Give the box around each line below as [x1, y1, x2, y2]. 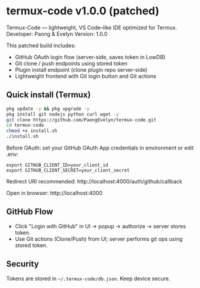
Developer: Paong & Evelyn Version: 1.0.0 [6, 30, 108, 37]
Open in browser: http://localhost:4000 [6, 189, 103, 197]
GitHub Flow [6, 207, 53, 217]
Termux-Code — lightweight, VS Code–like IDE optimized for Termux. [6, 24, 178, 31]
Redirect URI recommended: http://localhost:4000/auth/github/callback [6, 178, 183, 185]
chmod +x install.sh [6, 128, 58, 134]
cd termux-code [6, 122, 44, 128]
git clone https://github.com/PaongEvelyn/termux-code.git [6, 117, 157, 123]
